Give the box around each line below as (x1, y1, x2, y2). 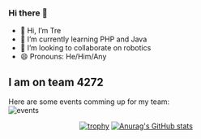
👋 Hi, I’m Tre (19, 26, 62, 36)
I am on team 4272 (8, 75, 104, 89)
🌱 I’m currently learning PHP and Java (19, 34, 148, 44)
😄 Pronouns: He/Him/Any (19, 52, 107, 62)
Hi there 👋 (8, 7, 49, 19)
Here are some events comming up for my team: (8, 97, 170, 106)
